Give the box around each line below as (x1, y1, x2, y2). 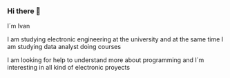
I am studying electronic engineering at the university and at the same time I (7, 35, 224, 43)
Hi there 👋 (7, 6, 41, 16)
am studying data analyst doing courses (7, 43, 122, 51)
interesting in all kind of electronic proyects (7, 64, 130, 72)
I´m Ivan (7, 22, 30, 30)
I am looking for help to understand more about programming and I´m (7, 56, 204, 64)
